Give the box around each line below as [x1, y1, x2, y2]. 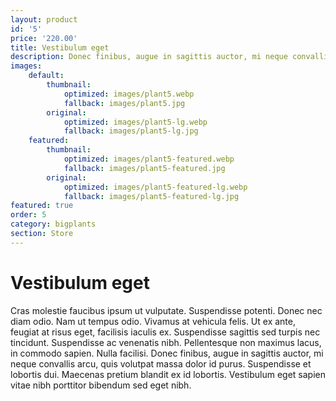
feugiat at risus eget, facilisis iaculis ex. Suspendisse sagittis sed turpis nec [10, 326, 321, 338]
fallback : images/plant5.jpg [63, 98, 186, 108]
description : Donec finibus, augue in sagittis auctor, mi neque [10, 52, 288, 62]
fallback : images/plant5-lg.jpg [63, 126, 199, 136]
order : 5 [10, 210, 47, 220]
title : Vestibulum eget [10, 42, 110, 53]
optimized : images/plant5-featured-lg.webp [63, 182, 248, 192]
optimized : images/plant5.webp [63, 89, 195, 99]
